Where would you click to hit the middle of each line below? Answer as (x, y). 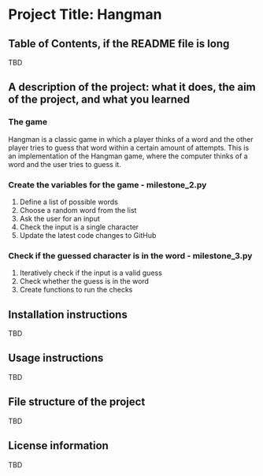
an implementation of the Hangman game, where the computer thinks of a (128, 156)
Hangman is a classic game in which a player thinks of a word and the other (131, 139)
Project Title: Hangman (85, 15)
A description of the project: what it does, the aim (132, 87)
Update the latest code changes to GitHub (88, 235)
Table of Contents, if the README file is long (119, 44)
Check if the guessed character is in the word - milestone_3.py (130, 255)
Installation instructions (68, 314)
